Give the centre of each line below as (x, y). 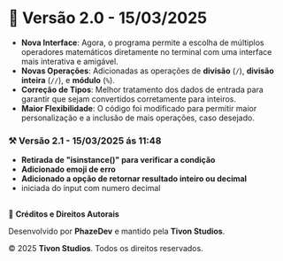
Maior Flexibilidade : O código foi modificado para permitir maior (139, 108)
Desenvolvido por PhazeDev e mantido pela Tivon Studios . (117, 231)
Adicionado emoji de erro (68, 169)
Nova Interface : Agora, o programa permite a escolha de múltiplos (142, 42)
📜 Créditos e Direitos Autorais (64, 214)
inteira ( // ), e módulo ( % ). (68, 80)
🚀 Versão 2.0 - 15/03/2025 (108, 18)
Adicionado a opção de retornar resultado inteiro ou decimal (134, 179)
